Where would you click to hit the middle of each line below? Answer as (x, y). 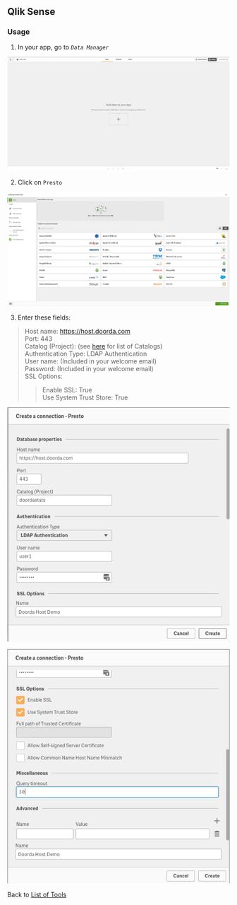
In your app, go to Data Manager (63, 47)
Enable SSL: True (67, 390)
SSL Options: (43, 376)
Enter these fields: (44, 317)
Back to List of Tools (37, 894)
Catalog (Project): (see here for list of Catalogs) (93, 346)
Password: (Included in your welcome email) (89, 368)
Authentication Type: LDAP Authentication (86, 354)
